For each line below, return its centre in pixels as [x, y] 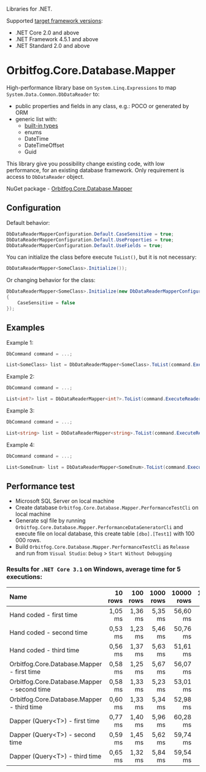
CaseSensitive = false [46, 303]
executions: [25, 577]
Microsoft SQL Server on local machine [65, 501]
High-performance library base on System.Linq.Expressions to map [91, 87]
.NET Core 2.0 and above [47, 33]
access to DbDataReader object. [45, 176]
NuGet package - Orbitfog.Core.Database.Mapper [70, 188]
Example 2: [21, 377]
